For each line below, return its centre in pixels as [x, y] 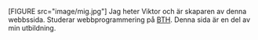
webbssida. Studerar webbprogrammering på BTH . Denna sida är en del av [129, 20]
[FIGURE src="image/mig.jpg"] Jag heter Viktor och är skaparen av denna [127, 11]
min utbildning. [32, 28]
